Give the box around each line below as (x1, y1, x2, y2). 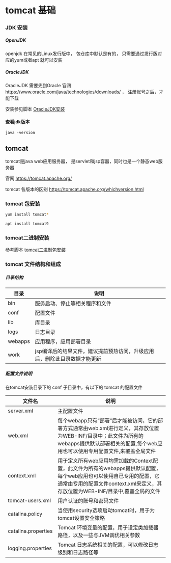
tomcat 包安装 (5, 200, 41, 207)
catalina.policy (8, 511, 43, 518)
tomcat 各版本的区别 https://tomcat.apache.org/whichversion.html (5, 186, 144, 193)
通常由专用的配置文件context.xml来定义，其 (58, 480, 162, 487)
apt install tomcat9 (5, 221, 49, 227)
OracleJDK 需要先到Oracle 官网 (5, 83, 71, 89)
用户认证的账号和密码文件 (58, 497, 119, 504)
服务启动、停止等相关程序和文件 (35, 300, 112, 307)
